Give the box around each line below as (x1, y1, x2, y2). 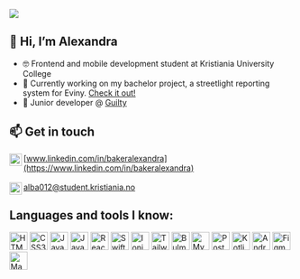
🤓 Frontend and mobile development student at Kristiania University (22, 58, 275, 69)
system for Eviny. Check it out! (22, 87, 137, 98)
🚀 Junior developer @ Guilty (22, 97, 128, 107)
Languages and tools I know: (9, 208, 174, 223)
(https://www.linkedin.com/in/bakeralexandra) (23, 163, 195, 173)
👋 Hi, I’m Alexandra (9, 34, 118, 50)
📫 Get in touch (9, 125, 95, 140)
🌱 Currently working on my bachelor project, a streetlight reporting (22, 78, 270, 88)
